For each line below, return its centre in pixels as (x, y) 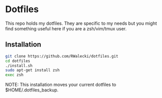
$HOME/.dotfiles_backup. (32, 90)
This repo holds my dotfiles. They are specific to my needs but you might (81, 23)
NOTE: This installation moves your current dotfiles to (61, 85)
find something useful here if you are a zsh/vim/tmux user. (66, 28)
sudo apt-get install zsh (32, 70)
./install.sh (19, 66)
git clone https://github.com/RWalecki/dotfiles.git (62, 56)
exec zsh (14, 75)
